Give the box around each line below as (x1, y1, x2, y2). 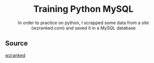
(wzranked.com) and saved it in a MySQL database (31, 25, 136, 31)
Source (5, 39, 28, 48)
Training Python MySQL (33, 3, 134, 15)
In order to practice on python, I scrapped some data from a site (18, 20, 149, 26)
